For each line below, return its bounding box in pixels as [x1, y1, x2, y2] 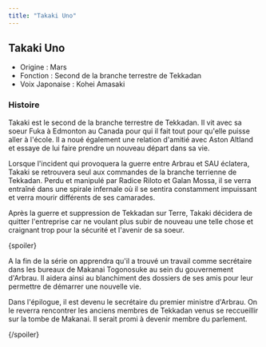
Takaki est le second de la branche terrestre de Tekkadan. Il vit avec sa [8, 118, 242, 127]
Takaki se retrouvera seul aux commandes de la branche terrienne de [8, 167, 237, 177]
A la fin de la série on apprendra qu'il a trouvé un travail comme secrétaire [8, 256, 252, 265]
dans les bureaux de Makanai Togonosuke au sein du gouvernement [8, 265, 234, 274]
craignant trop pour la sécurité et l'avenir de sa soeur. [8, 225, 185, 234]
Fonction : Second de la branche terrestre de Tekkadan [19, 71, 202, 81]
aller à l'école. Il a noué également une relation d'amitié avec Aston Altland [8, 134, 253, 144]
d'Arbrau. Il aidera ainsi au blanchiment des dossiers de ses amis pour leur [8, 273, 254, 282]
